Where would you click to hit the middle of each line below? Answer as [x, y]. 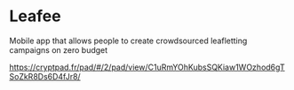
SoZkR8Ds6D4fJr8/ [45, 76]
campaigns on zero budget [59, 49]
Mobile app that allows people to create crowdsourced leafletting [128, 41]
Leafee [35, 16]
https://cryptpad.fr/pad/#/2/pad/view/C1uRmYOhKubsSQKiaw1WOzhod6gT [147, 67]
